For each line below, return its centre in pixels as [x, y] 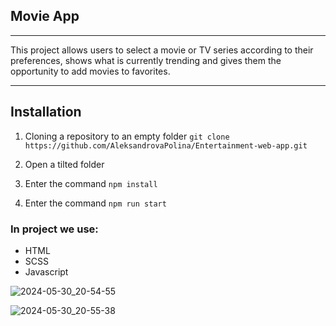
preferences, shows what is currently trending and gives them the [146, 60]
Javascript [46, 271]
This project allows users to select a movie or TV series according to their [162, 50]
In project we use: [54, 229]
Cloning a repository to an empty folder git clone [127, 136]
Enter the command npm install [91, 183]
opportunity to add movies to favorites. [90, 71]
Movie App [45, 16]
